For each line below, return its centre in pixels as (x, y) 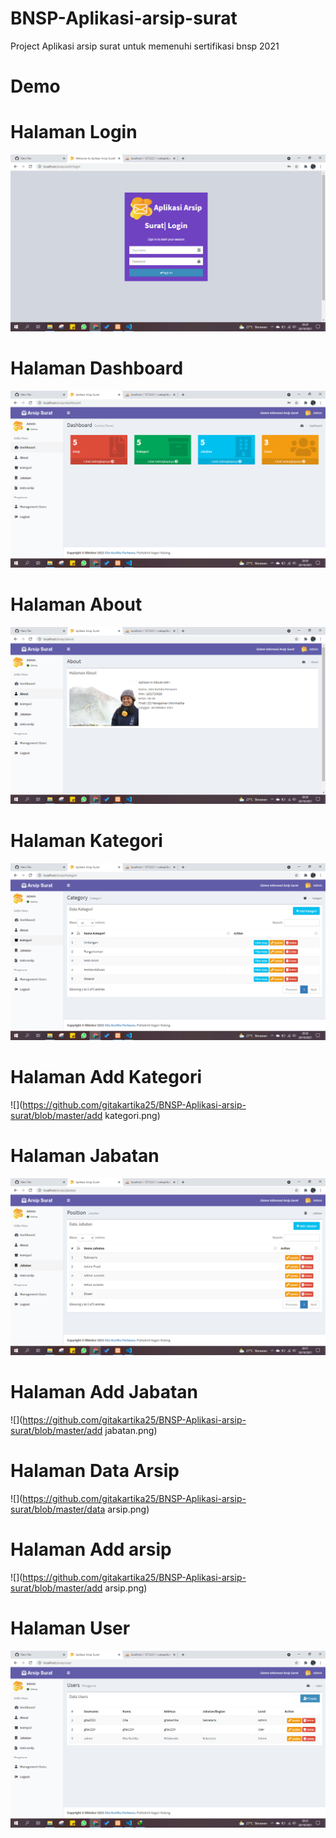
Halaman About (76, 604)
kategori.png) (132, 1115)
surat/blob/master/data (58, 1509)
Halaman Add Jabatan (104, 1391)
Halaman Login (74, 132)
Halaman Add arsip (91, 1549)
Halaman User (70, 1628)
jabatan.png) (131, 1430)
